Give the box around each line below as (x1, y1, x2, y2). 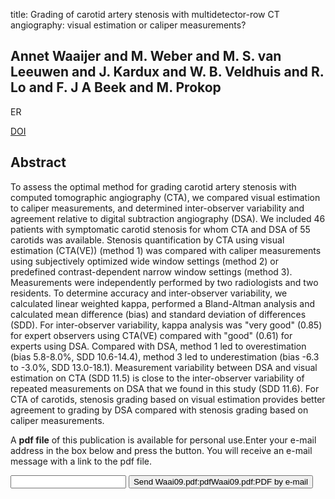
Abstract (10, 154, 67, 171)
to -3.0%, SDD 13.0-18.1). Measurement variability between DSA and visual (10, 361, 318, 373)
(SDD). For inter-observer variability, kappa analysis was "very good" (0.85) (10, 319, 323, 331)
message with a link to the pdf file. (10, 455, 153, 467)
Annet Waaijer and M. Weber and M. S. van (10, 48, 282, 65)
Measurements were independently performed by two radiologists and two (10, 276, 319, 288)
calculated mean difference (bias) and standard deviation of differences (10, 308, 307, 320)
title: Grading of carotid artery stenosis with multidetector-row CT (10, 9, 280, 20)
